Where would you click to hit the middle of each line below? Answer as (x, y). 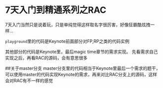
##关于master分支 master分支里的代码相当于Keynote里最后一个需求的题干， (83, 68)
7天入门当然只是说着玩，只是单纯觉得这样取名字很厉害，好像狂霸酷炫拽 (78, 25)
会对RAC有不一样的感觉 (29, 80)
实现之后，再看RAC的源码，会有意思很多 (46, 58)
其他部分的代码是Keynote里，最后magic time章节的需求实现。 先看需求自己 (81, 52)
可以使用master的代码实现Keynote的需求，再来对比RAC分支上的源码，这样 (81, 74)
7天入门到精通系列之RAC (56, 10)
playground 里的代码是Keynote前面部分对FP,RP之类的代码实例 (67, 41)
